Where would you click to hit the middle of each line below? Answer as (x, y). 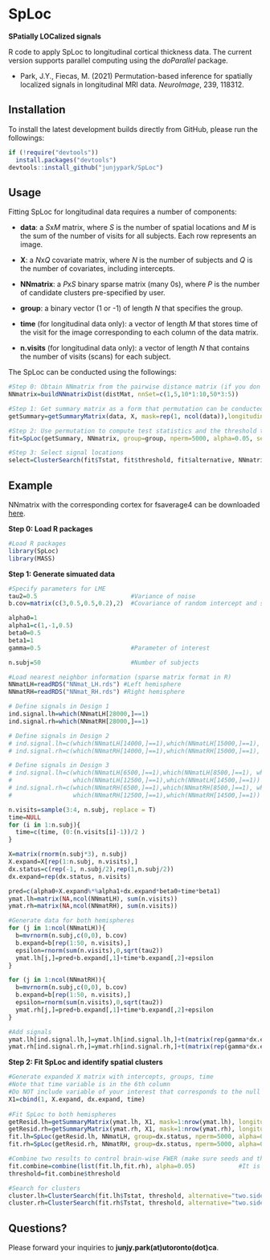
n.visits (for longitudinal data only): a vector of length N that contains (135, 348)
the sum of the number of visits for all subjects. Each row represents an (138, 236)
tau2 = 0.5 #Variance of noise (102, 596)
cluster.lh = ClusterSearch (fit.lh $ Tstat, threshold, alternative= (120, 1196)
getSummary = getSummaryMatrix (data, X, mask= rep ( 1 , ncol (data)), (118, 416)
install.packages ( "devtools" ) (66, 160)
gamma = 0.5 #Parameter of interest (109, 648)
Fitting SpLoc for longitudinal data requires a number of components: (123, 212)
